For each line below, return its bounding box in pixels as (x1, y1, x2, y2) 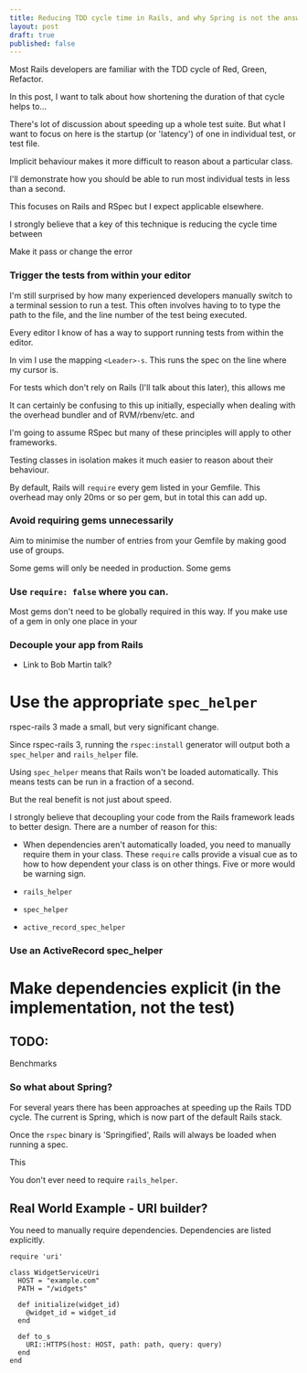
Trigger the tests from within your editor (9, 269, 192, 282)
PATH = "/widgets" (17, 1284, 89, 1293)
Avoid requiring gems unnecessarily (9, 514, 174, 527)
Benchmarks (9, 1058, 58, 1070)
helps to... (9, 101, 48, 112)
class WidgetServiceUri (9, 1268, 101, 1278)
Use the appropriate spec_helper (9, 691, 258, 712)
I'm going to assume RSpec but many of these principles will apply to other (9, 427, 292, 438)
